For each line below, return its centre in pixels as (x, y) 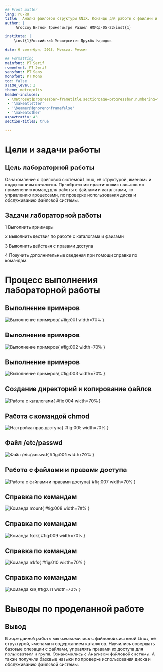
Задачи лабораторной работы (53, 215)
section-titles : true (27, 122)
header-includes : (23, 94)
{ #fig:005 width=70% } (85, 427)
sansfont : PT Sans (24, 72)
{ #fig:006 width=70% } (71, 454)
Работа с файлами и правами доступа (66, 470)
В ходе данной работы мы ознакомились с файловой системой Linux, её (81, 638)
